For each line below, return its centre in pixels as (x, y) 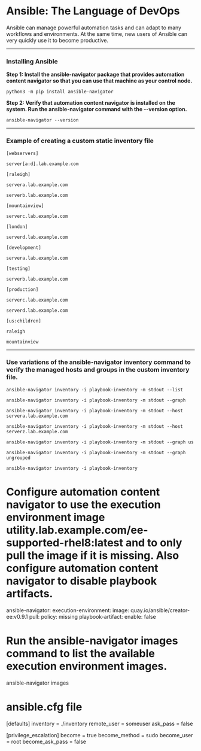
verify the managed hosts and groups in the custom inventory (98, 370)
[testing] (19, 268)
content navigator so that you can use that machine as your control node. (99, 81)
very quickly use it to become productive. (57, 40)
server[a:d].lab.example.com (42, 164)
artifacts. (30, 594)
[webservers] (22, 153)
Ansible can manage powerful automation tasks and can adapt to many (94, 28)
